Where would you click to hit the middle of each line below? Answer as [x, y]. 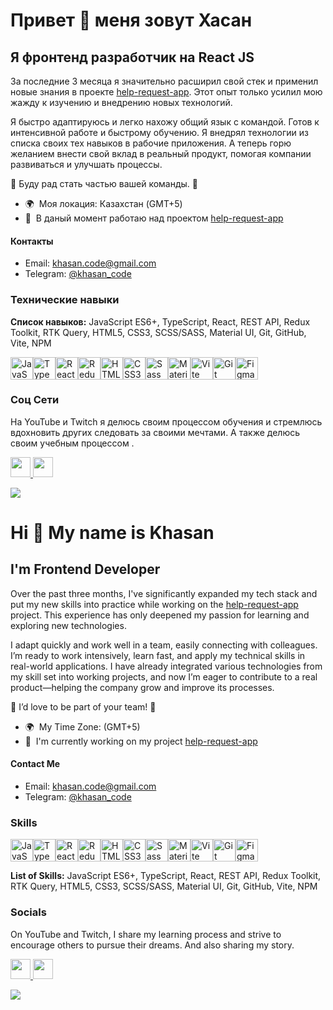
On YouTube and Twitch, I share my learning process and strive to [146, 934]
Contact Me [35, 764]
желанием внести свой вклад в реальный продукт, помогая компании [161, 153]
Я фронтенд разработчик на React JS [132, 57]
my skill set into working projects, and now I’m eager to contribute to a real [164, 676]
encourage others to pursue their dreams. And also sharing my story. [152, 945]
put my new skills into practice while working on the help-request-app [154, 604]
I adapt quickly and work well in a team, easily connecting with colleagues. [164, 645]
